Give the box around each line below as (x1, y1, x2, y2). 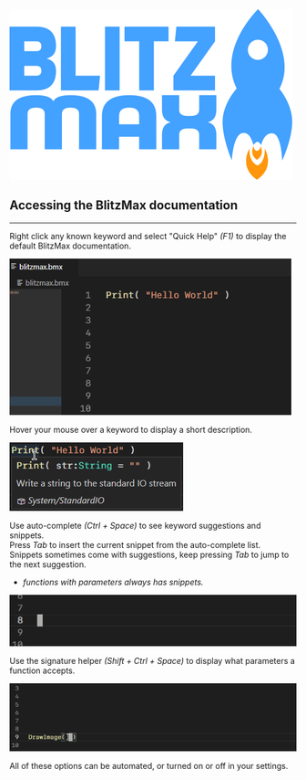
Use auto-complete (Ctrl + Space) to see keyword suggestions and (9, 520, 261, 531)
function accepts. (9, 665, 76, 676)
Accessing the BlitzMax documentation (9, 197, 239, 214)
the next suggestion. (9, 558, 87, 570)
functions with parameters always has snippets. (22, 576, 204, 587)
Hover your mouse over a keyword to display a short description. (9, 424, 253, 435)
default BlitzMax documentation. (9, 240, 132, 251)
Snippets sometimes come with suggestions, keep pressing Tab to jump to (9, 549, 290, 560)
